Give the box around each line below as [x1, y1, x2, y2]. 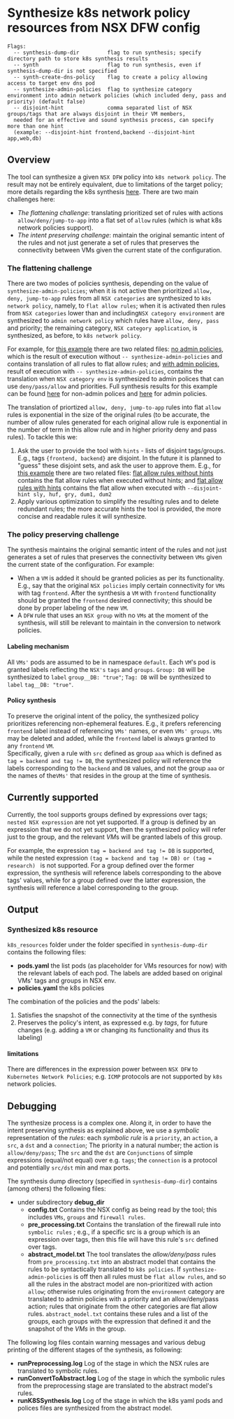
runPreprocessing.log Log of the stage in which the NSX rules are [17, 1359, 210, 1368]
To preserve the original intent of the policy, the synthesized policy [7, 711, 199, 720]
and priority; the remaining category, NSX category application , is [7, 324, 198, 332]
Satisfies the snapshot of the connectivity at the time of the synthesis [17, 1011, 218, 1020]
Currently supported [7, 792, 99, 804]
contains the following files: [7, 948, 87, 957]
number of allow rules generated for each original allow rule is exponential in [7, 418, 228, 427]
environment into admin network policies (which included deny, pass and [7, 92, 227, 99]
